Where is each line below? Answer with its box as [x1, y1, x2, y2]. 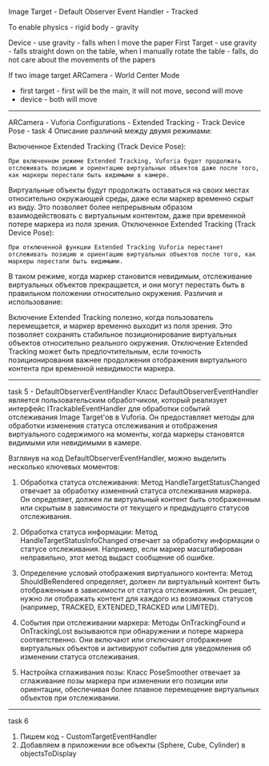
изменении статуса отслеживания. [19, 652, 140, 661]
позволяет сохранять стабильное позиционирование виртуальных [8, 330, 238, 339]
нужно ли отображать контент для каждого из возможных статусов [19, 594, 254, 603]
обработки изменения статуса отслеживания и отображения [8, 421, 218, 430]
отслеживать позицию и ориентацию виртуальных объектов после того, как [8, 250, 256, 258]
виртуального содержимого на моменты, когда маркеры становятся [8, 429, 245, 439]
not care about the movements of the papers [8, 55, 156, 64]
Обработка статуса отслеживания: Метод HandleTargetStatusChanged [19, 477, 260, 487]
